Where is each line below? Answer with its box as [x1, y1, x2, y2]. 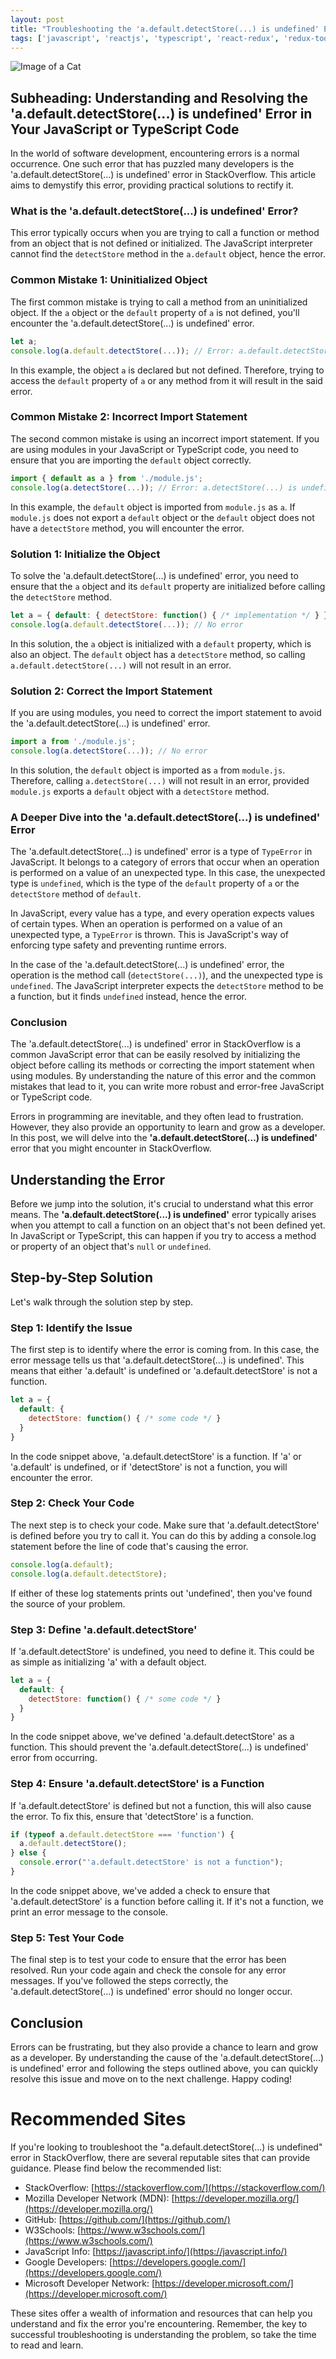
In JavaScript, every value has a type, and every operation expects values [10, 907, 315, 919]
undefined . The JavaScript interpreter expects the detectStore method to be [10, 979, 324, 991]
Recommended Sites [10, 2108, 187, 2131]
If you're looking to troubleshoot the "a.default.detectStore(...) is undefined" [10, 2141, 323, 2153]
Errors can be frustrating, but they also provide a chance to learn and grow [10, 2041, 319, 2053]
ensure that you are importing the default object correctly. [10, 454, 252, 466]
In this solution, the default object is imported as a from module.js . [10, 764, 286, 776]
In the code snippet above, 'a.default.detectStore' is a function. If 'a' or [10, 1450, 302, 1462]
